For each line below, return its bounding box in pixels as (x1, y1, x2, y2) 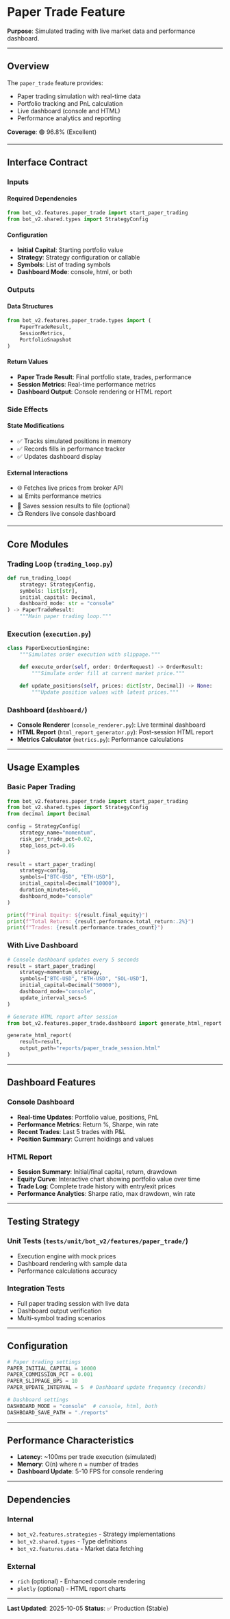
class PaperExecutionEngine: (7, 645, 90, 652)
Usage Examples (7, 762, 80, 773)
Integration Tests (7, 1284, 65, 1293)
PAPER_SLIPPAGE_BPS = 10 (7, 1378, 78, 1385)
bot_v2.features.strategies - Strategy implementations (16, 1530, 176, 1539)
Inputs (7, 177, 29, 187)
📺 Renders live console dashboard (16, 510, 116, 518)
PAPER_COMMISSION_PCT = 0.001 (7, 1371, 94, 1378)
